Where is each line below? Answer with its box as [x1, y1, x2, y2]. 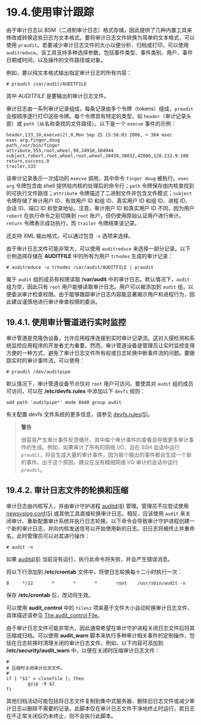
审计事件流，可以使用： [26, 357, 85, 364]
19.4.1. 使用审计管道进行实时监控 [6, 317, 127, 327]
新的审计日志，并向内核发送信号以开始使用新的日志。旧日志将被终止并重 [11, 524, 190, 532]
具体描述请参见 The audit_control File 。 [6, 611, 103, 618]
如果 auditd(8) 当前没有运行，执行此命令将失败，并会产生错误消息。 [6, 555, 173, 563]
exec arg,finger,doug [6, 137, 60, 143]
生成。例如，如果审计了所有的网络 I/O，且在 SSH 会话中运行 [31, 444, 180, 451]
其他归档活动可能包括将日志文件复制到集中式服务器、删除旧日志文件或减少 [6, 697, 190, 704]
